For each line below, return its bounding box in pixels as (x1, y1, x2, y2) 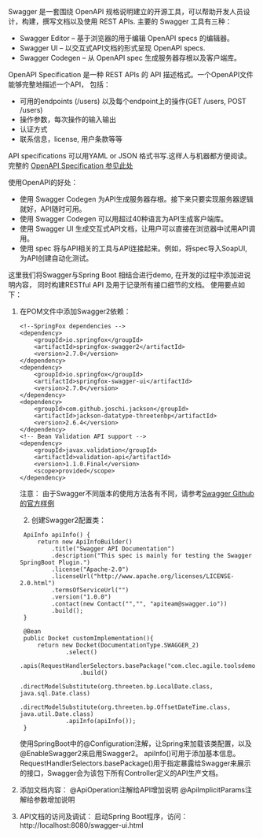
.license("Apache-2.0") (51, 565, 130, 573)
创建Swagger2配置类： (31, 515, 107, 525)
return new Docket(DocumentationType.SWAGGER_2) (37, 641, 199, 649)
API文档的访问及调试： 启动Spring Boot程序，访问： (19, 812, 188, 821)
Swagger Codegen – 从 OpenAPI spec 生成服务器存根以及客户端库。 (19, 54, 241, 62)
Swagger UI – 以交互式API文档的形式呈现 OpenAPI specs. (19, 43, 206, 53)
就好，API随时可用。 (19, 204, 86, 213)
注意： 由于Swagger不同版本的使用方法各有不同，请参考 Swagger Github (19, 489, 255, 498)
